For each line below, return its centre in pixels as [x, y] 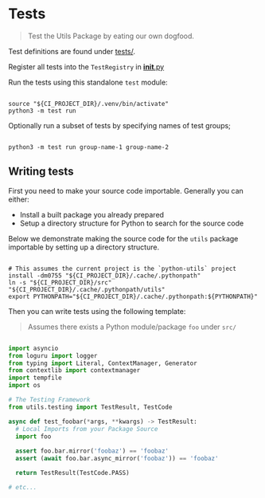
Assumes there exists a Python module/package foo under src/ [132, 327]
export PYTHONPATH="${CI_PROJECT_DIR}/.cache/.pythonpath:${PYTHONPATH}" [133, 296]
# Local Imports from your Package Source [87, 429]
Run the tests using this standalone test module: [88, 82]
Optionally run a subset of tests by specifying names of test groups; [119, 125]
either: [19, 199]
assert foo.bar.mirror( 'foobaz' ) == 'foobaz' [92, 451]
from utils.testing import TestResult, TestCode [90, 407]
